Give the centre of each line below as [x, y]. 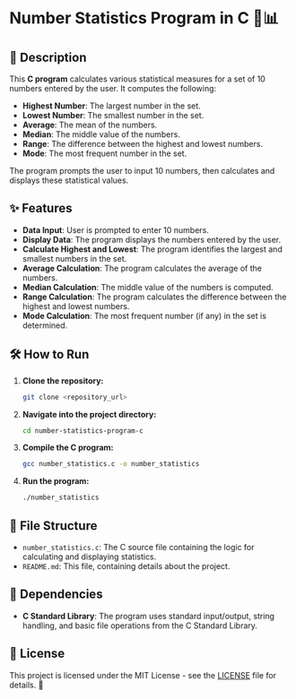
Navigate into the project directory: [89, 414]
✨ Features [41, 208]
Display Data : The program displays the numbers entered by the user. [152, 239]
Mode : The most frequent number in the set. [104, 153]
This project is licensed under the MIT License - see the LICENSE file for [143, 675]
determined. [45, 325]
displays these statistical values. [69, 180]
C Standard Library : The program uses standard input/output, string [148, 616]
